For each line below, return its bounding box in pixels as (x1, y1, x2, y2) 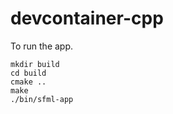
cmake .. (10, 77, 47, 87)
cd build (10, 68, 47, 78)
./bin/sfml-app (10, 94, 74, 104)
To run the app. (10, 40, 74, 52)
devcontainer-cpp (10, 7, 164, 30)
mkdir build (10, 59, 60, 69)
